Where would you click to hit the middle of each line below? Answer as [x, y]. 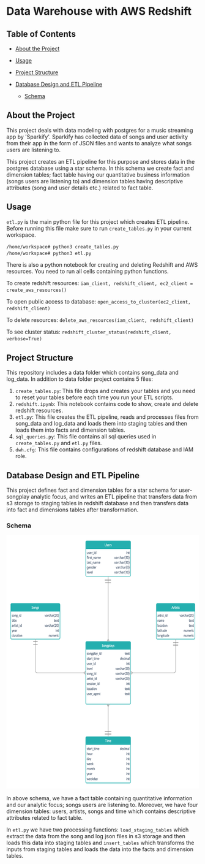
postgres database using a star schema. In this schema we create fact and [100, 168]
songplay [18, 497]
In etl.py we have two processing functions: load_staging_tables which [98, 830]
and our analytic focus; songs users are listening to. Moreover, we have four [102, 805]
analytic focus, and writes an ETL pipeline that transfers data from [114, 497]
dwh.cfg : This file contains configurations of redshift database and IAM [104, 449]
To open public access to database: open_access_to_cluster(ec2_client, [99, 302]
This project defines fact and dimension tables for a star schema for [92, 490]
